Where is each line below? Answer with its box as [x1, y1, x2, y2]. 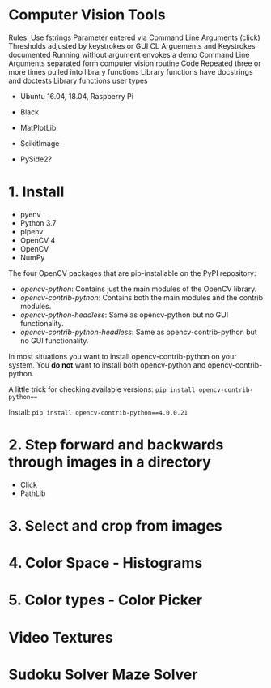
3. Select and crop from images [8, 517, 222, 535]
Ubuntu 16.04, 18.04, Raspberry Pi [19, 91, 133, 101]
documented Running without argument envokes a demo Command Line [8, 49, 250, 59]
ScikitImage [19, 138, 60, 148]
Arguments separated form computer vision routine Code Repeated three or [8, 58, 261, 68]
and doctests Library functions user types [8, 75, 148, 85]
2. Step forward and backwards [8, 436, 224, 454]
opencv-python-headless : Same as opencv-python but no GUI [19, 310, 229, 320]
